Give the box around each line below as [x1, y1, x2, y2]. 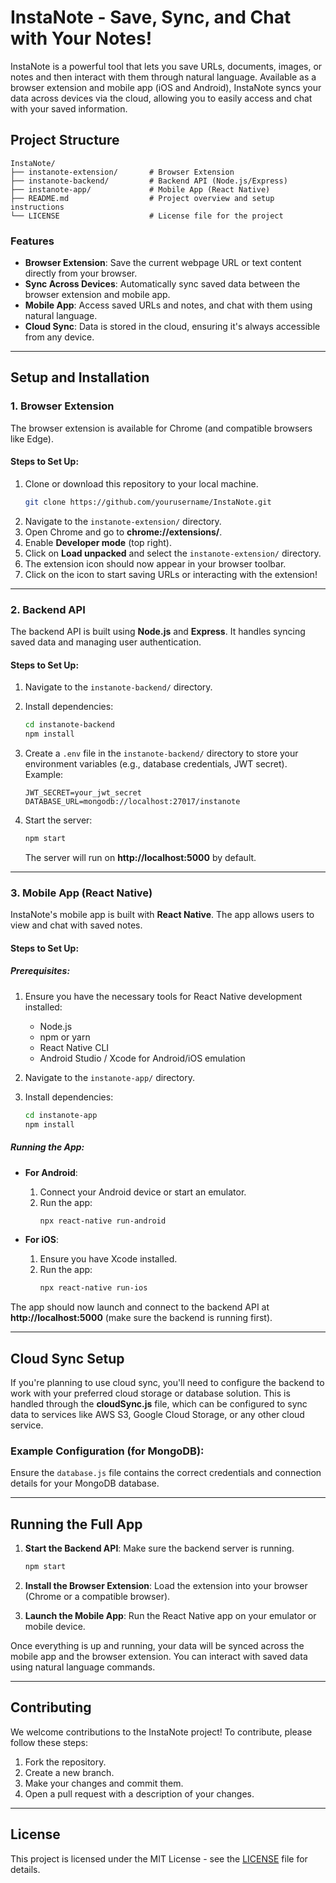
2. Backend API [10, 602, 86, 616]
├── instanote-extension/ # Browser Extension [10, 167, 235, 177]
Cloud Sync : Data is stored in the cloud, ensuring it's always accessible [24, 321, 321, 333]
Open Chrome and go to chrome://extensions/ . [24, 526, 223, 538]
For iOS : [24, 1234, 60, 1246]
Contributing [10, 1699, 92, 1716]
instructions [10, 202, 65, 212]
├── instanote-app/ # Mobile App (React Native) [10, 184, 271, 195]
